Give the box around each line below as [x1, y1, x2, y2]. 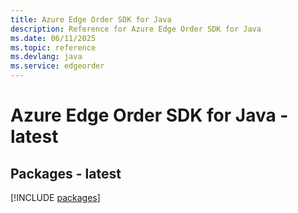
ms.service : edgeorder [10, 61, 105, 71]
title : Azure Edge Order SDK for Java [10, 14, 172, 25]
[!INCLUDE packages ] [10, 192, 101, 203]
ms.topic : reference [10, 42, 97, 53]
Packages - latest [10, 165, 122, 182]
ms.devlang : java [10, 52, 83, 62]
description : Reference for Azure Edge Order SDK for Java [10, 24, 262, 34]
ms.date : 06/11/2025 [10, 33, 97, 43]
